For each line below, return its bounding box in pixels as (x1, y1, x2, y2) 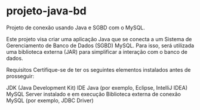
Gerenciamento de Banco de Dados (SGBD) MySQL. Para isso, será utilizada (6, 42, 195, 49)
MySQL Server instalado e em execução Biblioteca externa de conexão (6, 90, 181, 97)
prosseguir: (6, 72, 35, 80)
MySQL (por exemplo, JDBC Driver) (6, 97, 94, 104)
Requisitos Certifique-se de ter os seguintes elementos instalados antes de (6, 66, 191, 73)
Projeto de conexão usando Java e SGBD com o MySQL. (6, 24, 145, 31)
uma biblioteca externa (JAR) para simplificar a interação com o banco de (6, 48, 188, 55)
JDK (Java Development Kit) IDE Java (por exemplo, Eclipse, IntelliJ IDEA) (6, 84, 188, 91)
